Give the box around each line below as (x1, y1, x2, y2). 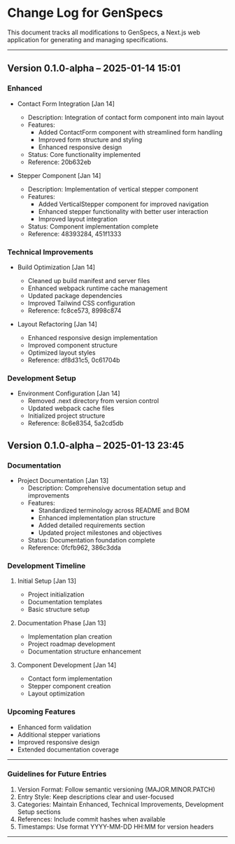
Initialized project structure (27, 411, 106, 420)
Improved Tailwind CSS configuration (27, 299, 135, 307)
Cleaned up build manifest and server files (27, 276, 150, 285)
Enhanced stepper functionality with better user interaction (38, 207, 208, 215)
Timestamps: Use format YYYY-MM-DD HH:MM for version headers (17, 822, 214, 831)
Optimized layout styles (27, 348, 96, 357)
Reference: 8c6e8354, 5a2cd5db (27, 419, 124, 428)
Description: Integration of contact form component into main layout (27, 113, 225, 121)
